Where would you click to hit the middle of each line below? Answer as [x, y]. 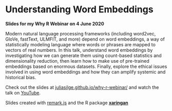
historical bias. [21, 77]
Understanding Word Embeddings [79, 10]
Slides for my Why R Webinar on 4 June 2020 [55, 24]
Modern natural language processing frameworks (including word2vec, [81, 33]
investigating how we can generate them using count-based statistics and [83, 55]
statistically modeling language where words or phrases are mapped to [80, 44]
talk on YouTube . [23, 92]
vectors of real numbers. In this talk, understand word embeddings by [79, 50]
